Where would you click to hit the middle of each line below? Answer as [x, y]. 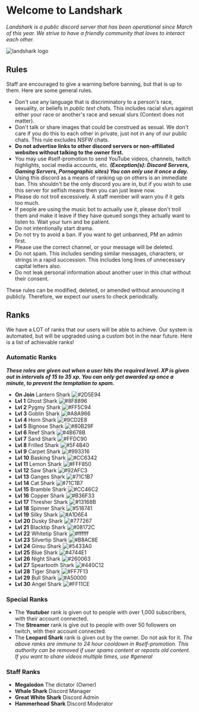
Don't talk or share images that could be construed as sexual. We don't [102, 127]
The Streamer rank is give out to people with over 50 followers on [95, 625]
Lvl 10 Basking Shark [40, 458]
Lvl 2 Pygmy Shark [38, 407]
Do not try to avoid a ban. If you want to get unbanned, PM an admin [98, 234]
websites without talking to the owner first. [69, 152]
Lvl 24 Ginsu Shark [38, 546]
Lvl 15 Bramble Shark [40, 489]
